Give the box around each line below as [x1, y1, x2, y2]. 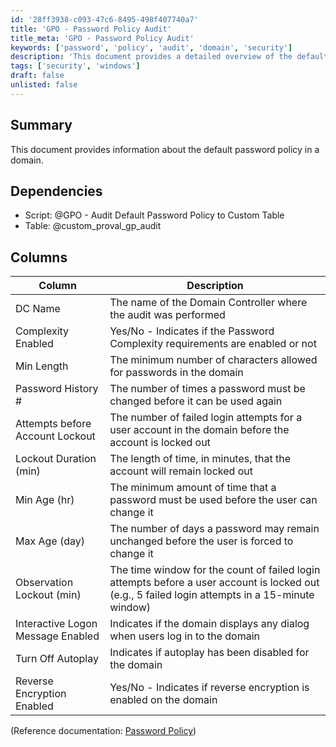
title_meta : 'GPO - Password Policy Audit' [10, 33, 195, 43]
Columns [10, 249, 68, 266]
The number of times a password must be [109, 382, 306, 396]
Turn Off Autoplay [15, 652, 99, 666]
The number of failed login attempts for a [109, 411, 303, 425]
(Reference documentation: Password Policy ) [10, 725, 197, 737]
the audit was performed [109, 308, 226, 322]
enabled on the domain [109, 693, 218, 707]
